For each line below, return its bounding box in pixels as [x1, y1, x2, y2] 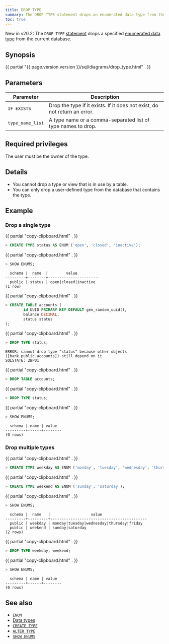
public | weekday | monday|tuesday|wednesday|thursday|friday [10, 521, 143, 526]
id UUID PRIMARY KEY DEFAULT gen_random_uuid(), [23, 307, 127, 312]
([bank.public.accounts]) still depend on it [5, 354, 102, 359]
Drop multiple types [5, 444, 55, 451]
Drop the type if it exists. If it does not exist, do [48, 102, 158, 109]
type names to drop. [48, 123, 97, 130]
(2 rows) [5, 530, 24, 535]
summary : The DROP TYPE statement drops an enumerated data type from [5, 12, 156, 17]
